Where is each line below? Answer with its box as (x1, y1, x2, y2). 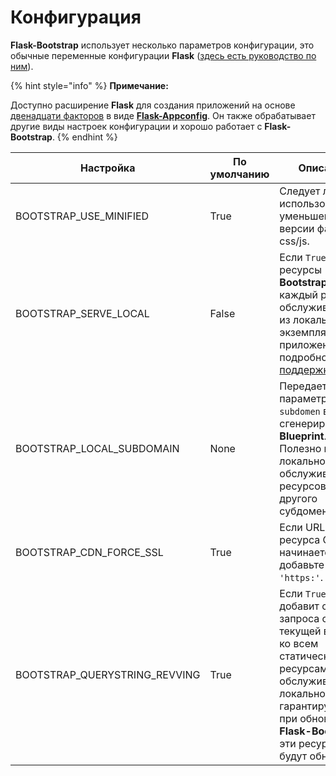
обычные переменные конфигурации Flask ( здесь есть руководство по (10, 49, 317, 61)
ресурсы (279, 262, 322, 276)
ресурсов (279, 479, 327, 493)
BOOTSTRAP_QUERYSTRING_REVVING (15, 667, 201, 681)
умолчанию (209, 167, 270, 181)
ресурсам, (279, 661, 331, 675)
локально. (279, 686, 329, 700)
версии (279, 221, 315, 235)
